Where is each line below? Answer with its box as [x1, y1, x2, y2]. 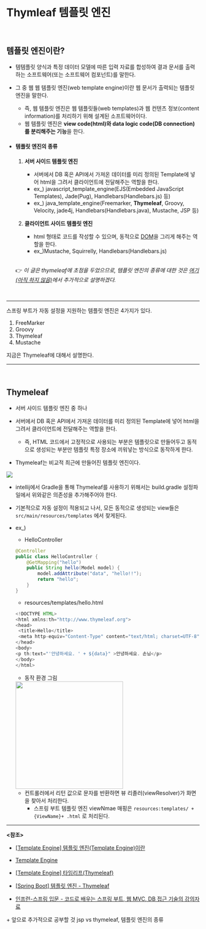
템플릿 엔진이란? [6, 45, 65, 56]
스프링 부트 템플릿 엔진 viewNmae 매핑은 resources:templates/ [33, 804, 189, 812]
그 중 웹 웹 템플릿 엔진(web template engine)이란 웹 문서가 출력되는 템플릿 [15, 84, 195, 91]
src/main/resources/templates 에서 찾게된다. [15, 511, 127, 519]
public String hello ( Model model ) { [26, 565, 120, 571]
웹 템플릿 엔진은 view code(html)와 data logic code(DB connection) [24, 120, 195, 127]
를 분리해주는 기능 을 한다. [24, 127, 85, 135]
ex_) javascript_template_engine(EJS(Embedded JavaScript [33, 185, 184, 192]
